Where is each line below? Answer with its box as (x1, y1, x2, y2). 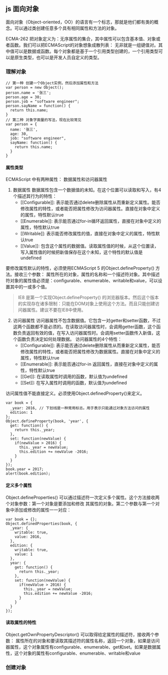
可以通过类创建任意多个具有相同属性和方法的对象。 (14, 25, 119, 31)
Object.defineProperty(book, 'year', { (5, 419, 89, 424)
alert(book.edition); (5, 471, 51, 476)
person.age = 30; (5, 95, 42, 100)
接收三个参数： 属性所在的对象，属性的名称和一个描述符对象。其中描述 (14, 271, 160, 278)
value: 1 (14, 551, 33, 557)
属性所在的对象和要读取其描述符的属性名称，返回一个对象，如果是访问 (15, 638, 160, 644)
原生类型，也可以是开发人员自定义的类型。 (14, 54, 102, 60)
